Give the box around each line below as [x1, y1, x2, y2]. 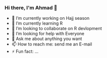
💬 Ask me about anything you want [11, 36, 82, 42]
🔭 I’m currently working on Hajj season [11, 15, 90, 21]
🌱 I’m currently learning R [11, 20, 63, 26]
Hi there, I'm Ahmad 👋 [4, 4, 58, 11]
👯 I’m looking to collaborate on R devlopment [11, 26, 102, 31]
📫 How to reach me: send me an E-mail [11, 41, 92, 47]
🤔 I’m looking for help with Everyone [11, 31, 85, 37]
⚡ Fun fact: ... [11, 48, 39, 55]
